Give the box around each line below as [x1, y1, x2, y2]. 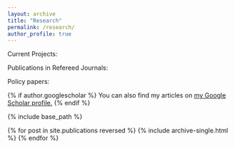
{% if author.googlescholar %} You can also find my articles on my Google [7, 91, 226, 100]
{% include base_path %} [7, 112, 83, 121]
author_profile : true [7, 30, 72, 38]
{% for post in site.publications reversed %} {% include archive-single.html [7, 126, 229, 135]
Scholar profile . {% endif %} [7, 99, 91, 107]
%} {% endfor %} [7, 134, 59, 142]
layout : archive [7, 10, 56, 18]
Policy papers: [7, 78, 50, 86]
